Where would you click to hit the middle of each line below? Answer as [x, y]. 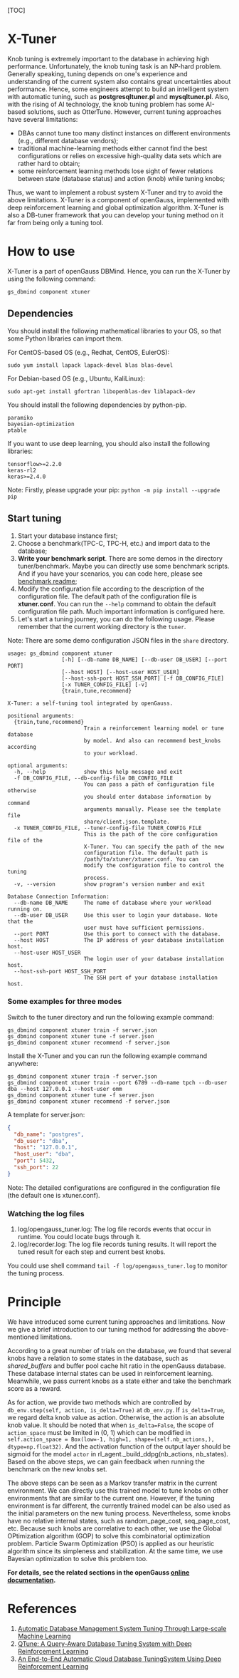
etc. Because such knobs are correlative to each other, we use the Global [115, 1528]
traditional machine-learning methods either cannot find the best [112, 148]
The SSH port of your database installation [151, 978]
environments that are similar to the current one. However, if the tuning [111, 1498]
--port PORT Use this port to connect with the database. [117, 934]
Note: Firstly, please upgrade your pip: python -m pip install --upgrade [114, 490]
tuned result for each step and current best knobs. [91, 1252]
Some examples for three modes [65, 1002]
